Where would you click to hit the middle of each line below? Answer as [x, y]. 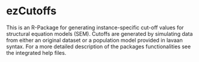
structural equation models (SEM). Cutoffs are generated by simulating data [99, 33]
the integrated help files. [36, 52]
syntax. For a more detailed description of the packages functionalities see [99, 46]
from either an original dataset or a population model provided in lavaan [94, 40]
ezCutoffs [31, 11]
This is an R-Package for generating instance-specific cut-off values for [95, 27]
